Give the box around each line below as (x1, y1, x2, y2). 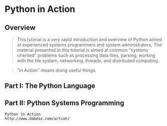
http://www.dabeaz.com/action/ (4, 116, 70, 122)
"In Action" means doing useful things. (16, 67, 97, 73)
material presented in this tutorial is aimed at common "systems (16, 47, 148, 53)
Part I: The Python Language (4, 82, 95, 90)
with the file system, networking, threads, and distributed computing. (16, 58, 159, 63)
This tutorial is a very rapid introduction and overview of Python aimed (16, 36, 162, 42)
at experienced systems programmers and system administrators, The (16, 42, 162, 48)
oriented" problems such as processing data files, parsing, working (16, 52, 155, 58)
